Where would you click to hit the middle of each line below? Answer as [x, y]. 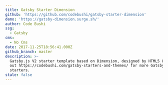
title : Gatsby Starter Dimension [40, 10]
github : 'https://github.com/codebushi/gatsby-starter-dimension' [76, 14]
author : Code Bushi [25, 24]
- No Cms [19, 42]
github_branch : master [29, 51]
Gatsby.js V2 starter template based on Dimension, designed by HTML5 [85, 61]
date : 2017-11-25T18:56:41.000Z [39, 47]
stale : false [19, 75]
